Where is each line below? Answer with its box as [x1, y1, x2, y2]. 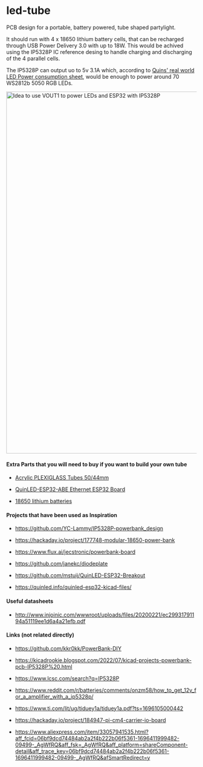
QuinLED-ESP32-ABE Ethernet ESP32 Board [14, 486, 126, 493]
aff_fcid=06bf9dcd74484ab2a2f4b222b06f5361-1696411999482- [14, 734, 180, 742]
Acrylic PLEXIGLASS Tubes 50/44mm [14, 474, 109, 481]
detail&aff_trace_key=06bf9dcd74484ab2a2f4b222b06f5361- [14, 747, 170, 755]
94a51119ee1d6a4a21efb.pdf [14, 617, 86, 625]
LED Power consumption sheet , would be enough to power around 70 [6, 73, 179, 80]
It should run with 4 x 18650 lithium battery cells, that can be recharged [6, 35, 184, 42]
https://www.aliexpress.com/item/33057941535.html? [14, 728, 149, 735]
